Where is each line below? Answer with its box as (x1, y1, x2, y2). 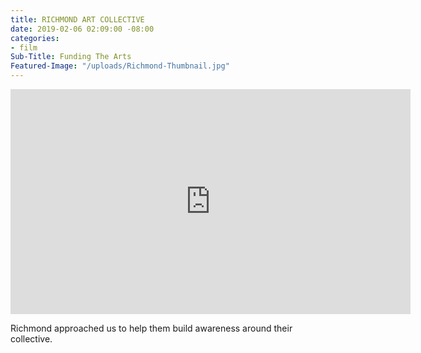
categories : (10, 33, 60, 43)
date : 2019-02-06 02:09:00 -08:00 (10, 24, 155, 34)
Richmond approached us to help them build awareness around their (10, 322, 293, 334)
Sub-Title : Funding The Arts (10, 52, 132, 62)
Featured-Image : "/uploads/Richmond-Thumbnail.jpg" (10, 61, 230, 71)
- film (10, 42, 38, 53)
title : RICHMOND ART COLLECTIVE (10, 14, 145, 25)
